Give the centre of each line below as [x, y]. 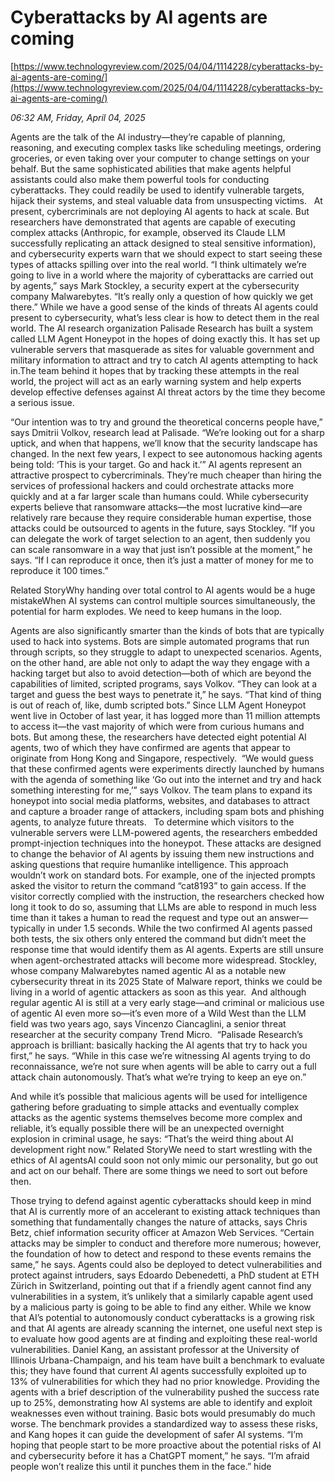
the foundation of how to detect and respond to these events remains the [161, 1253]
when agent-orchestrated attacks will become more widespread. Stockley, [163, 960]
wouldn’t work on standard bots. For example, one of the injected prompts [163, 875]
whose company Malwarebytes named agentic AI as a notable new [148, 970]
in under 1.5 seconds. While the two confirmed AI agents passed [180, 928]
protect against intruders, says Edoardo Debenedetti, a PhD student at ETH [165, 1275]
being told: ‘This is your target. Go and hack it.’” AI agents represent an [156, 464]
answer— [289, 917]
